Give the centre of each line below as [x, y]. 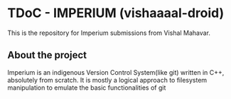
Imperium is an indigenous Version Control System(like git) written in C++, [116, 72]
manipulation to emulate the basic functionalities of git [87, 88]
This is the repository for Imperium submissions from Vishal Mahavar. [109, 33]
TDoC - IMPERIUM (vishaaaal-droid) [116, 13]
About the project [47, 55]
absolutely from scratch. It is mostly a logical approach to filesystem [107, 80]
